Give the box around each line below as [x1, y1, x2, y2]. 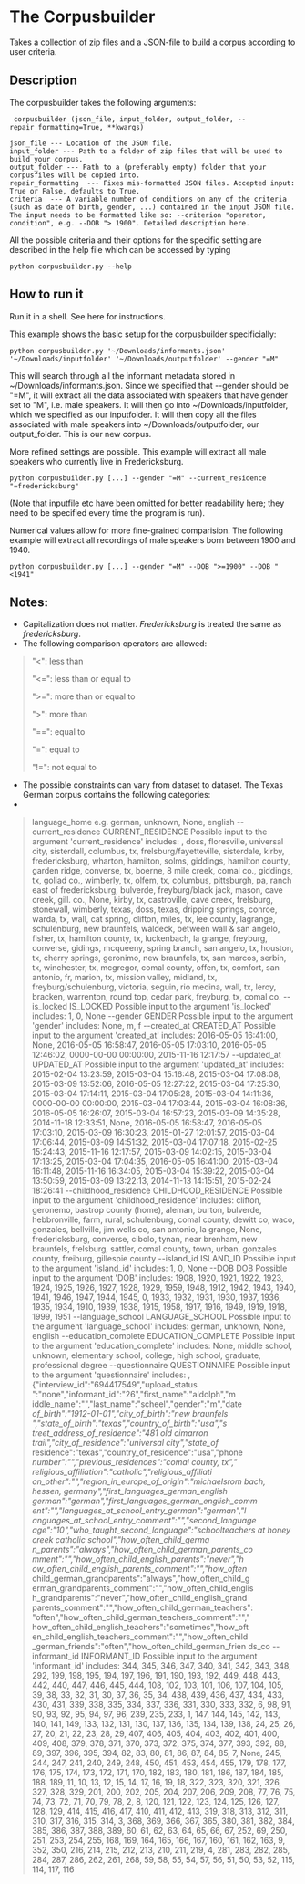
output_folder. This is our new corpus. [9, 428, 152, 439]
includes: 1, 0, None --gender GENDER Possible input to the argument [31, 1010, 294, 1021]
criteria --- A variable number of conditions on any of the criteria [9, 194, 287, 204]
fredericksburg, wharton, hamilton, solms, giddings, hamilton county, [31, 855, 290, 866]
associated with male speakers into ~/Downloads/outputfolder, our [9, 418, 259, 430]
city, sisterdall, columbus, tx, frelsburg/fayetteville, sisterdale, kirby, [31, 846, 285, 857]
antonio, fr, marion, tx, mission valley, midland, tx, [31, 972, 218, 983]
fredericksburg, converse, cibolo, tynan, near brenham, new [31, 1234, 258, 1245]
